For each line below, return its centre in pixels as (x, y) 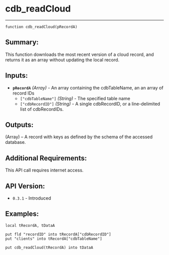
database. (16, 142)
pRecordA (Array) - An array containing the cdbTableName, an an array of (88, 88)
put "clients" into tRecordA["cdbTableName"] (54, 239)
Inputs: (17, 76)
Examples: (22, 214)
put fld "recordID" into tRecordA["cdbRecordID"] (58, 234)
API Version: (25, 186)
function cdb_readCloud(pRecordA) (41, 27)
